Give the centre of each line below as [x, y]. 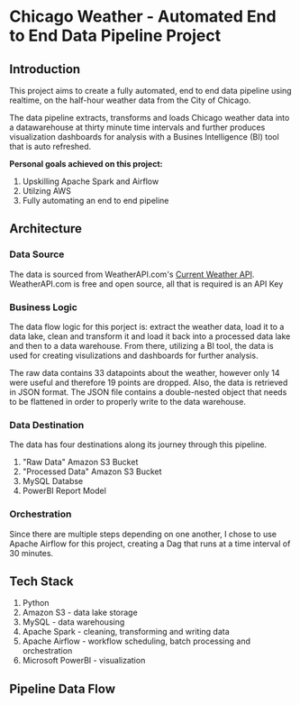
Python [36, 603]
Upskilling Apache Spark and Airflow [91, 181]
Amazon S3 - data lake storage [80, 613]
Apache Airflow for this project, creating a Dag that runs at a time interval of [150, 544]
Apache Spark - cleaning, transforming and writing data [126, 632]
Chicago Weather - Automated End [143, 17]
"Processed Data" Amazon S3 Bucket [92, 472]
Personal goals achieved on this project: [86, 164]
